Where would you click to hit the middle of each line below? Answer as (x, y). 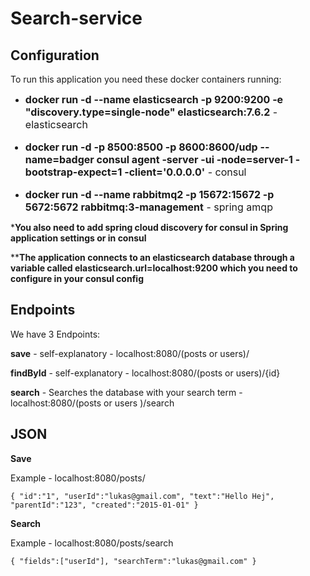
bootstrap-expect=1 (73, 172)
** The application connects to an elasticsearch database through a (152, 257)
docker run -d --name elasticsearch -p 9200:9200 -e (154, 99)
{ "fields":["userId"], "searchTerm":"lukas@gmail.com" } (133, 561)
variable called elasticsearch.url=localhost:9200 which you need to (154, 268)
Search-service (76, 18)
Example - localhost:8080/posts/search (92, 543)
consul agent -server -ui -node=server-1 (194, 159)
